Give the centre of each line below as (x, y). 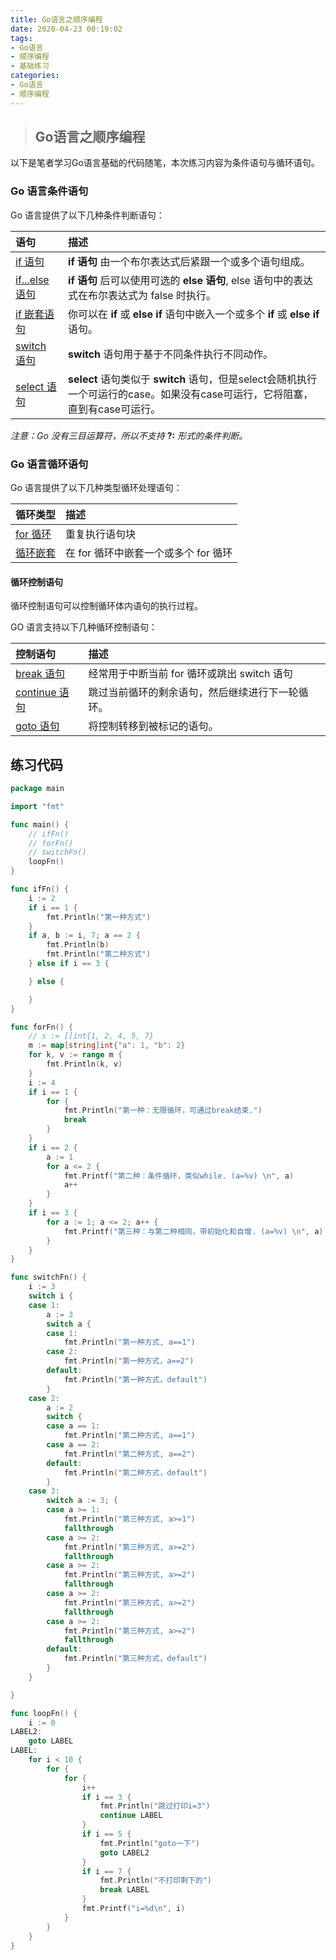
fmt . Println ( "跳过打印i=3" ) (155, 1806)
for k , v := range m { (75, 1055)
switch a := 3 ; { (82, 1501)
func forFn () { (42, 1027)
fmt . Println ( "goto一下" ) (150, 1843)
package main (37, 789)
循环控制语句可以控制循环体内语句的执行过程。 (106, 606)
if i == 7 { (106, 1871)
